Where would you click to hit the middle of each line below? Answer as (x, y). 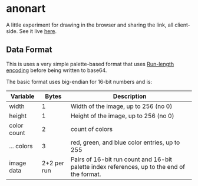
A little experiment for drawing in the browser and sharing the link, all (90, 25)
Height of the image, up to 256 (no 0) (122, 116)
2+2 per (53, 163)
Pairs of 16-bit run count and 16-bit (121, 159)
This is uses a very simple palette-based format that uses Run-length (90, 64)
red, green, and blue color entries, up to (125, 142)
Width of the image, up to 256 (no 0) (121, 106)
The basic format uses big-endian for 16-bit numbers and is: (79, 81)
